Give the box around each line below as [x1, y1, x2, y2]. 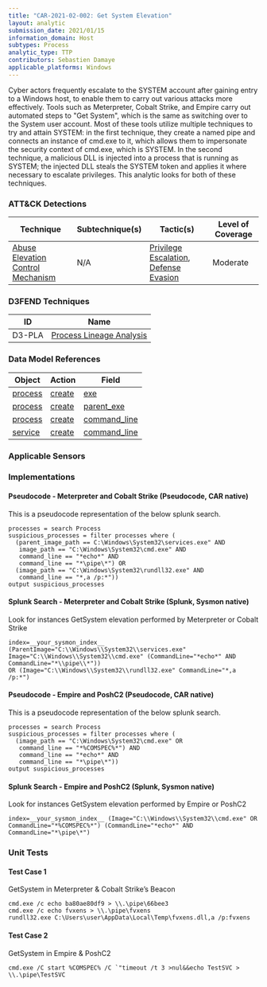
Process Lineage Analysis [51, 330, 148, 341]
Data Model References [8, 353, 101, 365]
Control [12, 262, 41, 273]
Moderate [211, 257, 249, 268]
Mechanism [12, 272, 56, 283]
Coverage [214, 228, 253, 240]
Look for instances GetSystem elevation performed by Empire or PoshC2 [8, 799, 246, 809]
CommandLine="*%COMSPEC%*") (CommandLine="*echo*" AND [8, 821, 194, 830]
